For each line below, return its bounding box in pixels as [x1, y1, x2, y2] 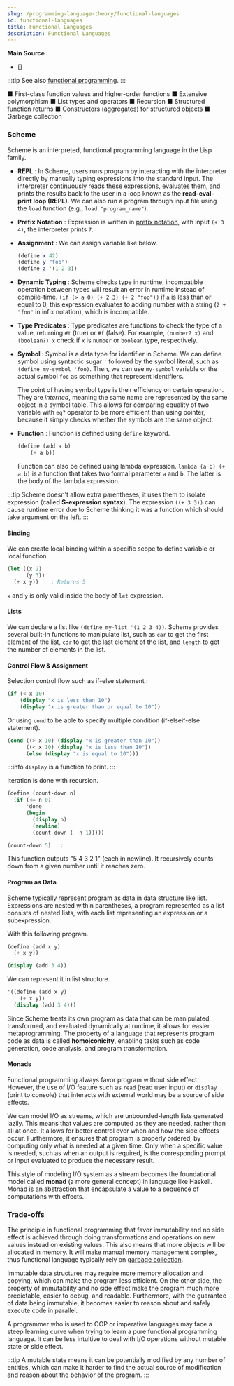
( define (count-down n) [7, 790, 77, 797]
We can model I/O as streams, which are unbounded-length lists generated [7, 1112, 224, 1120]
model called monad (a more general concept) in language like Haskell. [7, 1178, 213, 1186]
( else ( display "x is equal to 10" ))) [25, 750, 139, 758]
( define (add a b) [17, 443, 71, 450]
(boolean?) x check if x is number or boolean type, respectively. [17, 336, 198, 344]
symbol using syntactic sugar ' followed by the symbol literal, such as [17, 357, 219, 365]
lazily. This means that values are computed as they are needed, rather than [7, 1119, 226, 1128]
